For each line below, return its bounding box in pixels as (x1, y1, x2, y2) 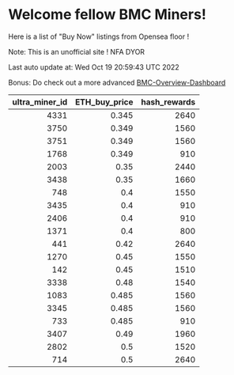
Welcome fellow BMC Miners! (8, 6, 207, 24)
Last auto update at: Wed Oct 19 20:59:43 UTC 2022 (8, 62, 179, 72)
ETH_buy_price (74, 97, 134, 108)
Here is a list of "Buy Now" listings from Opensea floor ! (8, 32, 190, 41)
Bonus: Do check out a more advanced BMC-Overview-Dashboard (8, 78, 226, 87)
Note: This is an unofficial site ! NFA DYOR (8, 47, 145, 56)
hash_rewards (141, 97, 196, 108)
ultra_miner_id (12, 97, 68, 108)
